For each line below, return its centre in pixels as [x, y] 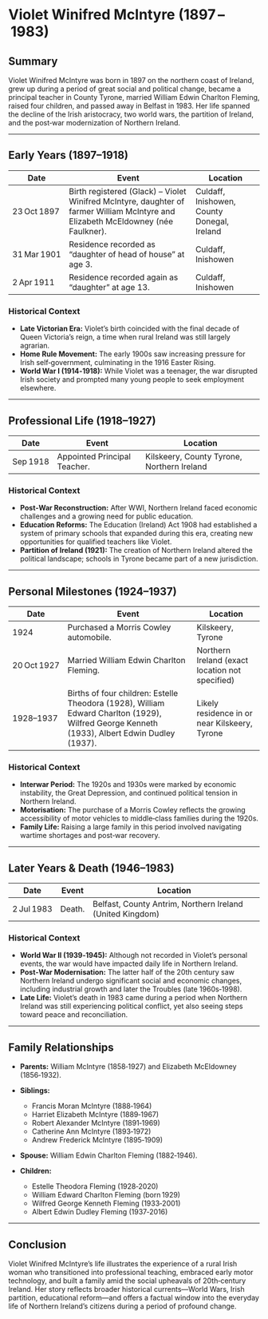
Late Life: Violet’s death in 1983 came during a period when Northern [134, 998]
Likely [208, 703]
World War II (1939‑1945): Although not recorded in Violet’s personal [134, 955]
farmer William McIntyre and [122, 211]
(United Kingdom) [126, 914]
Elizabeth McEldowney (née [121, 221]
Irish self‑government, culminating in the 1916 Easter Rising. [118, 363]
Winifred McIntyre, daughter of [127, 201]
